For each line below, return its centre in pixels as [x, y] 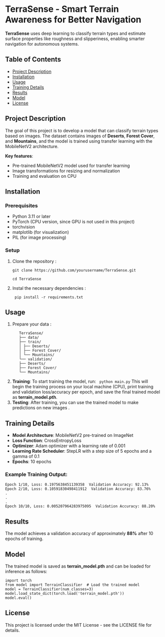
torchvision [24, 227]
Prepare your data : [32, 324]
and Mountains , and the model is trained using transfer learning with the [79, 141]
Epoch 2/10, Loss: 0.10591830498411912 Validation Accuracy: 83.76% [78, 489]
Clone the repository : [34, 261]
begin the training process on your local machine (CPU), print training [83, 387]
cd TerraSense [27, 279]
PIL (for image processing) [39, 238]
